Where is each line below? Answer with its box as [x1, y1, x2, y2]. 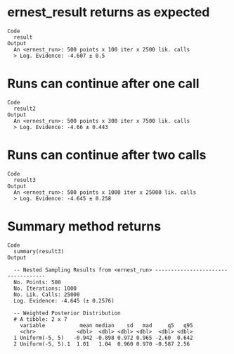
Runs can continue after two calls [7, 147, 207, 163]
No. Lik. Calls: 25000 [13, 291, 80, 298]
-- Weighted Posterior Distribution [13, 310, 121, 317]
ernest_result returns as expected [7, 4, 210, 20]
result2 [13, 105, 37, 112]
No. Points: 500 [13, 279, 61, 286]
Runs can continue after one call [7, 75, 200, 92]
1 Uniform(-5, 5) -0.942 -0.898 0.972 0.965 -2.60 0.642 [13, 334, 193, 341]
